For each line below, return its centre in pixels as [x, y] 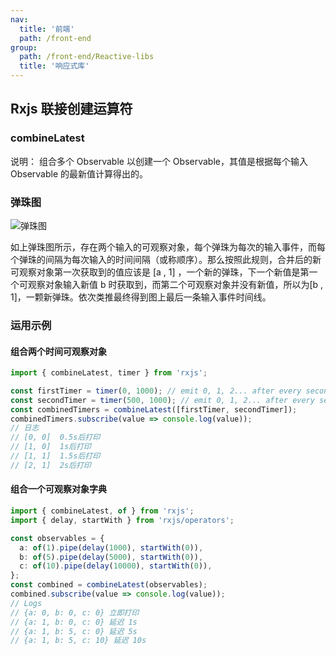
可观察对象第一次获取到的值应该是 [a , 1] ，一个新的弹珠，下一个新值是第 [160, 272]
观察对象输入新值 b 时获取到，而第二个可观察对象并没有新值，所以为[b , [175, 284]
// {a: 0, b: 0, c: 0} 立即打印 [75, 612]
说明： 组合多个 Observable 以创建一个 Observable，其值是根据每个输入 [159, 161]
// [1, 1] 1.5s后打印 [55, 456]
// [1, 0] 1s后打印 [51, 447]
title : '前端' [47, 29]
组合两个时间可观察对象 [58, 351]
